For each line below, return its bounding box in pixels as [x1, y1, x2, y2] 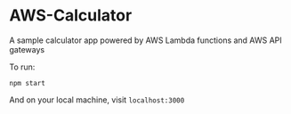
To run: [9, 61, 36, 72]
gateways [9, 44, 45, 54]
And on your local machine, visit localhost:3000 [9, 94, 185, 105]
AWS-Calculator [9, 5, 133, 26]
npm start [9, 78, 46, 87]
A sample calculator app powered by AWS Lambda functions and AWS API [9, 35, 282, 45]
